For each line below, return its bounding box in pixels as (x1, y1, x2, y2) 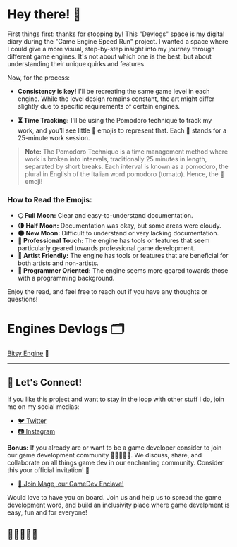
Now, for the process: (7, 73, 71, 82)
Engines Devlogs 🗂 (7, 321, 125, 337)
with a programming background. (17, 274, 115, 283)
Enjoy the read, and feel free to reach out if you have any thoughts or (7, 288, 208, 296)
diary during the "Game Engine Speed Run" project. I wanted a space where (7, 37, 229, 45)
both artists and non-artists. (17, 259, 99, 267)
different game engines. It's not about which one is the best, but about (7, 52, 212, 61)
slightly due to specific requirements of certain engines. (17, 102, 181, 110)
